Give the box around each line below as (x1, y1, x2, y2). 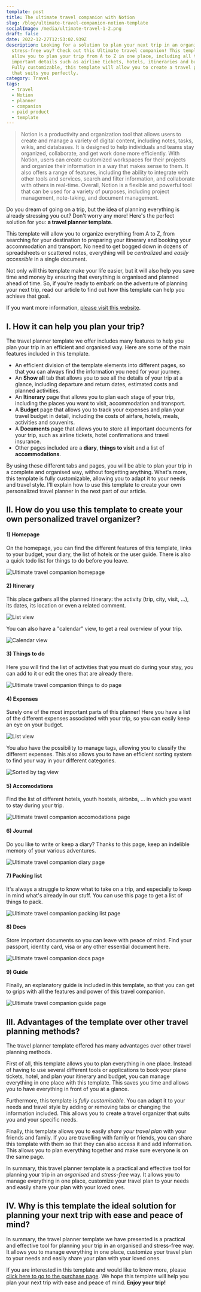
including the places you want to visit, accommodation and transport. (14, 400, 186, 407)
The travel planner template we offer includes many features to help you (6, 337, 184, 344)
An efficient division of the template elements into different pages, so (14, 362, 185, 369)
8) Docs (6, 923, 26, 930)
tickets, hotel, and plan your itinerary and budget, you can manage (6, 1073, 170, 1080)
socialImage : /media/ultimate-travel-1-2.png (6, 25, 121, 32)
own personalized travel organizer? (6, 514, 141, 524)
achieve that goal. (6, 292, 50, 300)
